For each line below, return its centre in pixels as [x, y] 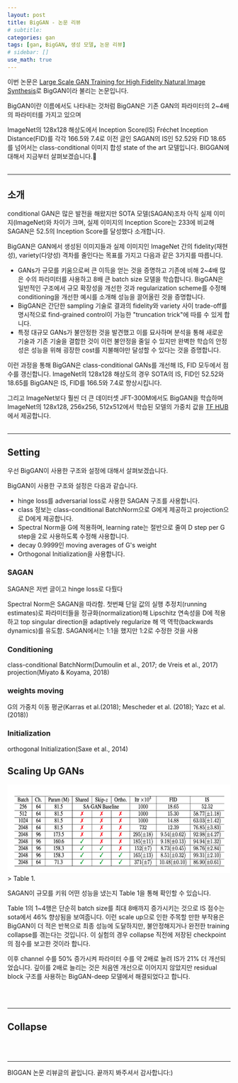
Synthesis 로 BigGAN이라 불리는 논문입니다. [68, 90]
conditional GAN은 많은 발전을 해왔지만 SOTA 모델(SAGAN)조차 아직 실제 [110, 213]
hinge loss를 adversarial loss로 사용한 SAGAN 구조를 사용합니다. [108, 501]
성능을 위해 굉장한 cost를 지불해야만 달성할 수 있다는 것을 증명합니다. [126, 350]
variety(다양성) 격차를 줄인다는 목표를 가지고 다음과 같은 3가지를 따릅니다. [121, 255]
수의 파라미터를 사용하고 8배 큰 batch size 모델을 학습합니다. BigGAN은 [124, 279]
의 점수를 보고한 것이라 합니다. [49, 943]
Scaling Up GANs [46, 771]
